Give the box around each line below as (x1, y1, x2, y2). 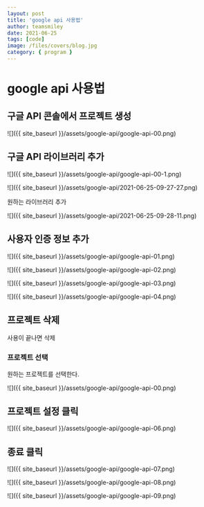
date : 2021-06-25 (7, 29, 57, 37)
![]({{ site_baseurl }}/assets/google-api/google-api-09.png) (7, 492, 176, 500)
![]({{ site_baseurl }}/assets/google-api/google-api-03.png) (7, 278, 176, 287)
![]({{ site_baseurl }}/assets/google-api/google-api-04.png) (7, 292, 176, 301)
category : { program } (7, 49, 73, 56)
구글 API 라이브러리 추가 (7, 151, 104, 163)
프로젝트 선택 (7, 353, 48, 362)
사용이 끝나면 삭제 (7, 334, 55, 342)
